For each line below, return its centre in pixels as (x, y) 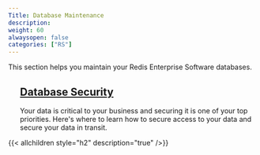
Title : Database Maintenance (56, 15)
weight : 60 (26, 30)
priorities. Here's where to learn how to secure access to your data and (136, 119)
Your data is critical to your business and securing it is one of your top (134, 110)
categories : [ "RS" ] (40, 45)
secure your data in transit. (64, 127)
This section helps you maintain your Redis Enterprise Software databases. (130, 67)
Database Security (66, 92)
